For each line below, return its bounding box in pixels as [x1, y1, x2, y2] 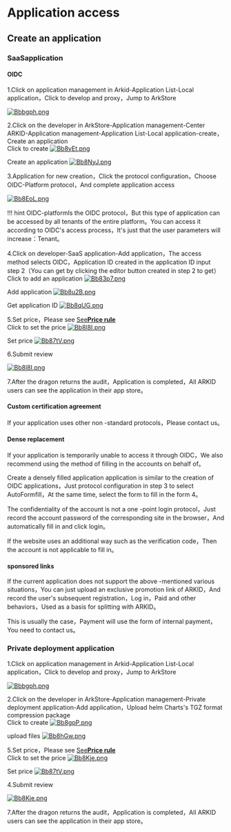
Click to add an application [7, 274, 83, 283]
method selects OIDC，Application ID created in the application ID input [7, 258, 211, 266]
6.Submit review [7, 350, 53, 358]
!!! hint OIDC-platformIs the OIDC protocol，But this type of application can [7, 209, 221, 217]
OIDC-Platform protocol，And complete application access [7, 180, 175, 189]
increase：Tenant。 [7, 234, 63, 243]
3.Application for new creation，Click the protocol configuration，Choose [7, 171, 217, 180]
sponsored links [7, 562, 54, 570]
